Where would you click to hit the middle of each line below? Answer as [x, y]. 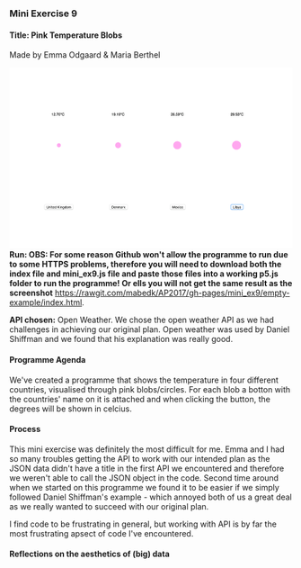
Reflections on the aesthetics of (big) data [90, 554]
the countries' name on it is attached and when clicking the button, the [140, 399]
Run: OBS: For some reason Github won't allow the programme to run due [149, 255]
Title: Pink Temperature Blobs [66, 35]
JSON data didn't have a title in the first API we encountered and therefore [147, 468]
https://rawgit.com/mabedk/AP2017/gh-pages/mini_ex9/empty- [173, 293]
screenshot [31, 293]
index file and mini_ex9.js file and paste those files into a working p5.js [144, 274]
